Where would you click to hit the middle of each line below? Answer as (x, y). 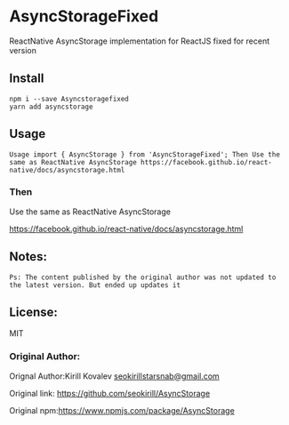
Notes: (28, 257)
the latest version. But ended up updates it (95, 285)
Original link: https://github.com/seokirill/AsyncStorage (110, 393)
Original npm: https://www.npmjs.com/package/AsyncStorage (122, 410)
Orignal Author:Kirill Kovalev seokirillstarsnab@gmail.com (114, 376)
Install (27, 79)
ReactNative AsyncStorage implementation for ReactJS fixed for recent (139, 41)
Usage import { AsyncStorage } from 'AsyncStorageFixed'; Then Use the (144, 154)
